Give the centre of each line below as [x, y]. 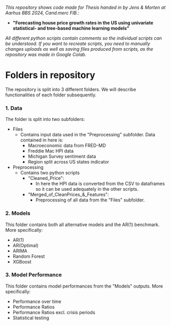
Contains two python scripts [50, 173]
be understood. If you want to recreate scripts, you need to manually [78, 44]
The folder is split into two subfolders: [45, 119]
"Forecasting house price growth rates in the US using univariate [83, 23]
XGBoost [22, 261]
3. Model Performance [34, 275]
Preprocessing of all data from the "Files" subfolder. [90, 200]
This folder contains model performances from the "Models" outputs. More [84, 286]
